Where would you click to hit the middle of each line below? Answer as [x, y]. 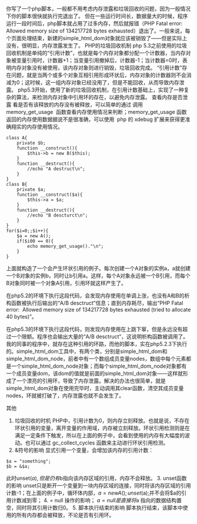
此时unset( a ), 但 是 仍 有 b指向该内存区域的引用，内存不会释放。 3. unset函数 [96, 478]
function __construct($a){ [50, 195]
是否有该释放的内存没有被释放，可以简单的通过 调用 [80, 104]
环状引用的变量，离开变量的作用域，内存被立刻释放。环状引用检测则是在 [102, 428]
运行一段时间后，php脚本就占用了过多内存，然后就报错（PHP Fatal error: [94, 23]
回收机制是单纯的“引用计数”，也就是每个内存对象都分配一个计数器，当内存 [96, 53]
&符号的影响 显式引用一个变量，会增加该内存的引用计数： [84, 450]
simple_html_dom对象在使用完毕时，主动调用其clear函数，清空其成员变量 [95, 388]
